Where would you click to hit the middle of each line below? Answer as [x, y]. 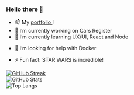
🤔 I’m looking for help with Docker [55, 48]
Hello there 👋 [25, 9]
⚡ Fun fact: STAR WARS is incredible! [59, 60]
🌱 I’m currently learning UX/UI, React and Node [71, 37]
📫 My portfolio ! [34, 22]
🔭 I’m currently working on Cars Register [63, 31]
